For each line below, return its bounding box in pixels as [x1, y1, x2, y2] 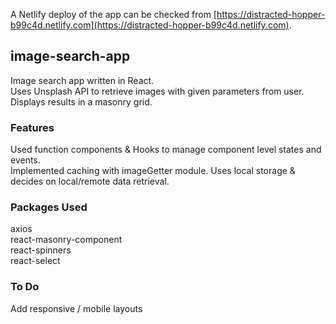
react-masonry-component [10, 234, 123, 246]
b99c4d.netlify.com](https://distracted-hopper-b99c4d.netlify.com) [10, 19, 290, 31]
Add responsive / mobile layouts [10, 302, 143, 314]
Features [10, 120, 55, 134]
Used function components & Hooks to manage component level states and [10, 144, 322, 156]
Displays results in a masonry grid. [10, 95, 153, 108]
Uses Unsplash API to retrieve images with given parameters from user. [10, 85, 305, 97]
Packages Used [10, 200, 88, 214]
